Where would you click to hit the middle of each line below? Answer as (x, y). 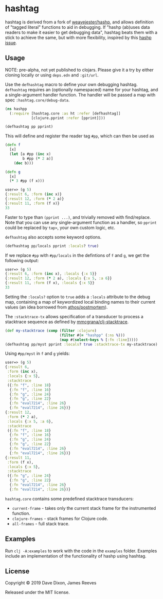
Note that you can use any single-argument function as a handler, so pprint (81, 222)
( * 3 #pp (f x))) (27, 181)
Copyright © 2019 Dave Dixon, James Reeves (51, 583)
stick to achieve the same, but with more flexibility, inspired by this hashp (78, 38)
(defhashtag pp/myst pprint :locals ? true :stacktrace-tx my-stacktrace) (81, 344)
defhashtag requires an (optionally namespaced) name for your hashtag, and (81, 89)
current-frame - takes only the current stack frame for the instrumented (84, 508)
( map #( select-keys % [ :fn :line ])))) (99, 340)
